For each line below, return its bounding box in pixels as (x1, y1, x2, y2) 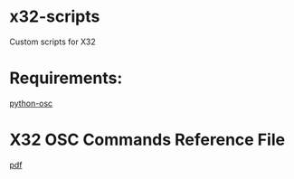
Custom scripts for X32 (9, 36, 97, 47)
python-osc (9, 98, 53, 108)
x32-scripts (9, 6, 100, 27)
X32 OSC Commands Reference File (9, 129, 286, 150)
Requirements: (9, 68, 123, 89)
